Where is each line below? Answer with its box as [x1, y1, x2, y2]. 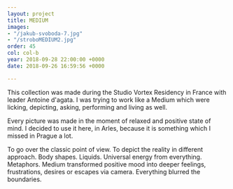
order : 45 [7, 43, 36, 50]
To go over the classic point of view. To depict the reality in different [7, 145, 204, 153]
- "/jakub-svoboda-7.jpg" [7, 30, 83, 37]
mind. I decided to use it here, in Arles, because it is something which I [7, 124, 211, 132]
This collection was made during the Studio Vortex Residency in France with [7, 88, 227, 96]
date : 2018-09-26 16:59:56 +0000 [7, 63, 105, 70]
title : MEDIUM [7, 17, 49, 24]
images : [7, 23, 30, 30]
